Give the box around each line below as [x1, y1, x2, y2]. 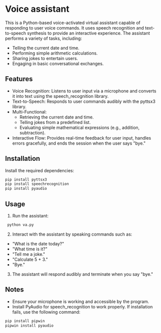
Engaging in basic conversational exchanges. [12, 61, 104, 66]
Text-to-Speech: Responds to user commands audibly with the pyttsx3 [12, 98, 156, 104]
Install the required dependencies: [5, 167, 75, 173]
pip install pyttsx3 [5, 177, 48, 182]
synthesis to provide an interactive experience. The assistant [27, 30, 150, 36]
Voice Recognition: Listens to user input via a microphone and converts [12, 88, 157, 94]
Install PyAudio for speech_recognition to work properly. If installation [12, 303, 153, 309]
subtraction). [19, 129, 46, 136]
